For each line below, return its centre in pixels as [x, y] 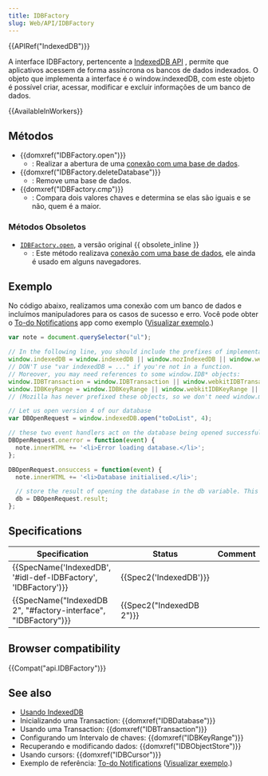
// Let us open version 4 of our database [80, 411]
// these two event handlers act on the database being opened [116, 433]
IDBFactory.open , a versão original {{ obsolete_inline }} [109, 244]
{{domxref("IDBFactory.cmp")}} [72, 190]
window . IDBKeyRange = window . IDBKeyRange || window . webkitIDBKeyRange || [134, 389]
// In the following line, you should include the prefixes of [116, 352]
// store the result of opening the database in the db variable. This [137, 492]
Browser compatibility [65, 649]
